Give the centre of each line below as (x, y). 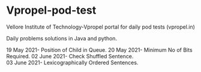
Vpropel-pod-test (51, 10)
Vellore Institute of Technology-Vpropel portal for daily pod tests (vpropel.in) (100, 27)
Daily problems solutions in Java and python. (62, 38)
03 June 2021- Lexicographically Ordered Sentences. (72, 62)
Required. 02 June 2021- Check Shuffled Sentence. (70, 56)
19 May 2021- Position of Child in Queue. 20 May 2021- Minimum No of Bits (100, 50)
